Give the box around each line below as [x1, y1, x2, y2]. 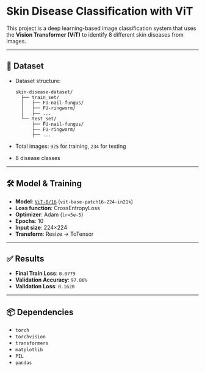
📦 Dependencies [6, 307, 74, 317]
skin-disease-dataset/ [15, 89, 73, 95]
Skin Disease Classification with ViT [6, 4, 193, 18]
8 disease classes [15, 154, 60, 161]
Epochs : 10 [15, 217, 44, 224]
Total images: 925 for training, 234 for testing [15, 142, 126, 150]
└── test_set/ [21, 115, 57, 122]
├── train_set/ [21, 94, 60, 100]
